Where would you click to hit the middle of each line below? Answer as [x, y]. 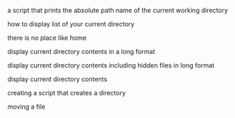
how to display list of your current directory [71, 24]
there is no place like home [47, 38]
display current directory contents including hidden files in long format [111, 65]
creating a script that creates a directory [67, 93]
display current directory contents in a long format [81, 52]
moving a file [26, 107]
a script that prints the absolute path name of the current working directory [118, 10]
